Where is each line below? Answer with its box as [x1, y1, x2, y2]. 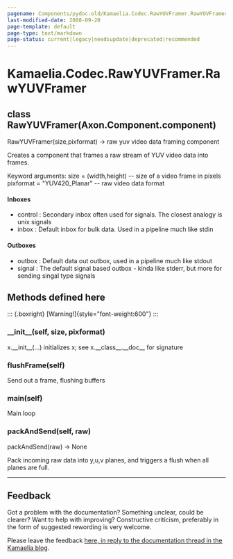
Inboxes [7, 195, 31, 203]
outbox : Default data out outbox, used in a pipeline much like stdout [17, 256, 213, 265]
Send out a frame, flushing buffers [7, 376, 105, 384]
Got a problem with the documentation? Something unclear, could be [7, 508, 204, 517]
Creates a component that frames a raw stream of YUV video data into [7, 151, 209, 160]
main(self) [7, 393, 43, 403]
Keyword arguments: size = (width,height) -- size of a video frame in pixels [7, 172, 221, 181]
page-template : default [7, 23, 76, 30]
